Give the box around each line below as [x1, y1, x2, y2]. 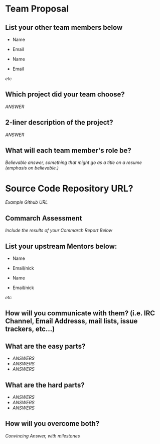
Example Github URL [5, 199, 48, 205]
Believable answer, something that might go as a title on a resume [5, 159, 142, 165]
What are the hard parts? [5, 380, 85, 389]
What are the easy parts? [5, 342, 86, 351]
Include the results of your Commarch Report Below [5, 228, 113, 234]
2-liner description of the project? [5, 118, 113, 127]
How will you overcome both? [5, 419, 100, 428]
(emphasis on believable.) [5, 165, 59, 171]
